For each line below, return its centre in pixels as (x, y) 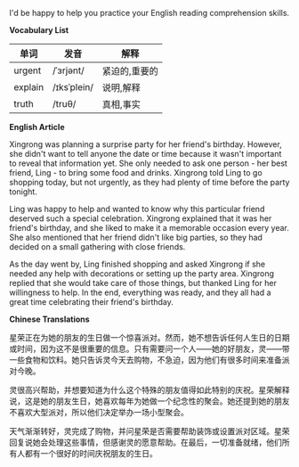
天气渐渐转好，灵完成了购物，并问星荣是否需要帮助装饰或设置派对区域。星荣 (149, 431)
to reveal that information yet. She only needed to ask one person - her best (148, 163)
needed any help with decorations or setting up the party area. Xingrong (141, 274)
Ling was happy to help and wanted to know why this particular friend (137, 209)
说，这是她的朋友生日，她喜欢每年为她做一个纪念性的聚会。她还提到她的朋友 (149, 401)
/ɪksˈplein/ (73, 87)
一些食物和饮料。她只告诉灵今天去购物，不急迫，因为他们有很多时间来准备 (145, 360)
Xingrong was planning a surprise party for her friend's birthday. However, (145, 144)
